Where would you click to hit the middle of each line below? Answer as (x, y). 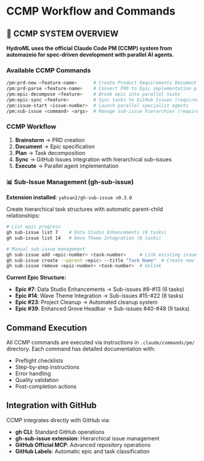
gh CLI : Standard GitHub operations (60, 432)
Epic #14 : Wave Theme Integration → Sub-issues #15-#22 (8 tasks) (99, 296)
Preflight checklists (39, 361)
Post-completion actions (46, 386)
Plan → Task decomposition (50, 152)
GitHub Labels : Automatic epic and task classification (82, 451)
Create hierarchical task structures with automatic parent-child (85, 209)
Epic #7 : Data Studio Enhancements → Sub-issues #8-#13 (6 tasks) (100, 289)
